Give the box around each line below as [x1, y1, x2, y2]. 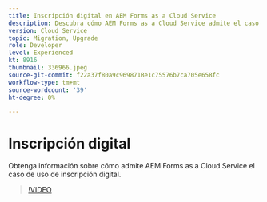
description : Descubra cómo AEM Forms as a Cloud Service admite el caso [8, 19, 260, 27]
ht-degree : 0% [8, 93, 56, 101]
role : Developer [8, 42, 62, 50]
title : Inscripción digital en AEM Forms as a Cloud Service [8, 11, 217, 20]
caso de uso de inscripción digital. [8, 169, 122, 180]
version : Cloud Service [8, 26, 88, 34]
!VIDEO [27, 185, 52, 195]
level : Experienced [8, 49, 74, 57]
